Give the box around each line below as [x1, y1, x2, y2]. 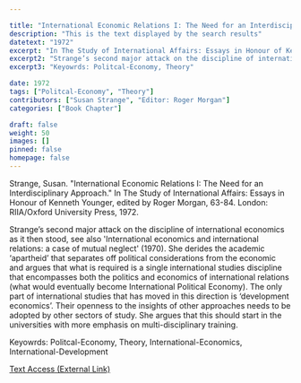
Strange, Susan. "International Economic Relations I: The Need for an [9, 178, 264, 188]
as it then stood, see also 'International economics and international [9, 233, 260, 244]
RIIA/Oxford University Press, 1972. [9, 206, 139, 217]
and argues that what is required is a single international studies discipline [9, 262, 282, 273]
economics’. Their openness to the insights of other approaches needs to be [9, 300, 291, 310]
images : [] [9, 136, 50, 146]
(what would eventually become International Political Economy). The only [9, 281, 283, 292]
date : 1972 [9, 79, 50, 88]
